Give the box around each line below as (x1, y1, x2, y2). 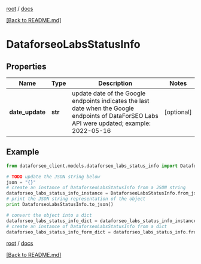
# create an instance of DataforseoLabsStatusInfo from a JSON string (6, 185, 186, 191)
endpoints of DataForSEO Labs (71, 112, 159, 120)
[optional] (164, 108, 192, 116)
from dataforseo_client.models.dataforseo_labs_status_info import (6, 163, 178, 169)
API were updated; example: (71, 119, 151, 128)
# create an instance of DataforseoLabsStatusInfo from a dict (6, 223, 167, 229)
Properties (6, 61, 47, 71)
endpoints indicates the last (71, 97, 150, 105)
